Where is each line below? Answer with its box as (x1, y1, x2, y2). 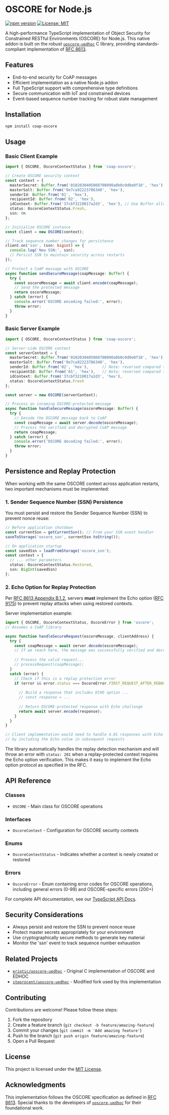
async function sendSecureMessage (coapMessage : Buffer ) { (5, 271, 129, 276)
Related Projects (5, 954, 58, 963)
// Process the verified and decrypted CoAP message (14, 425, 127, 430)
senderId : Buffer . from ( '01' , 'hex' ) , (10, 192, 89, 197)
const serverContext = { (5, 350, 57, 355)
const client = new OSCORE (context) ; (5, 229, 84, 234)
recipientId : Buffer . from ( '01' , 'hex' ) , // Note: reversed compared (10, 369, 161, 375)
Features (5, 61, 34, 69)
